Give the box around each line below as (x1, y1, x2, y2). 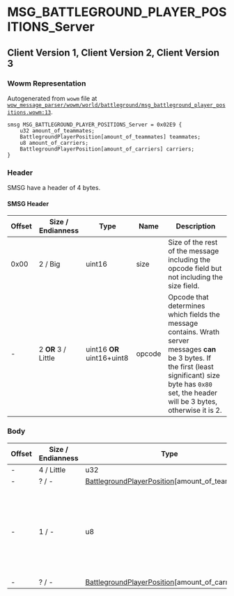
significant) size (168, 370, 221, 380)
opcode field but (168, 264, 222, 274)
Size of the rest (168, 237, 218, 247)
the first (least (168, 362, 214, 372)
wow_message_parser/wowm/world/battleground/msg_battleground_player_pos (7, 102, 226, 109)
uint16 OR (86, 345, 120, 354)
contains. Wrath (168, 327, 220, 337)
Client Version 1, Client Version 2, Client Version (7, 47, 219, 58)
